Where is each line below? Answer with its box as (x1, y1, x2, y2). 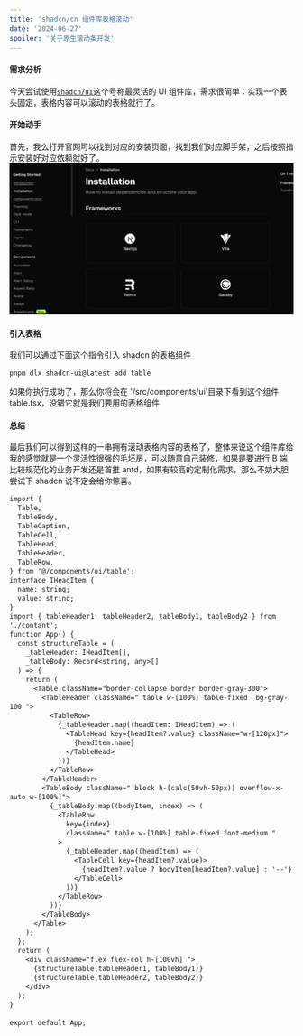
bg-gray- (255, 694, 289, 703)
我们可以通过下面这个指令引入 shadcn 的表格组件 (9, 350, 192, 360)
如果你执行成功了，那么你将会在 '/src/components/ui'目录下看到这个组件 (9, 387, 280, 397)
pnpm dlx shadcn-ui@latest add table (9, 369, 151, 378)
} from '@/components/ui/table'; (9, 567, 135, 576)
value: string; (17, 594, 75, 603)
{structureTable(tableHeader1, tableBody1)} (32, 965, 204, 974)
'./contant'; (9, 621, 59, 630)
